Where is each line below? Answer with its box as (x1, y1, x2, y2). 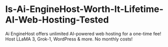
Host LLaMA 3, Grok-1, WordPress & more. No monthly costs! (5, 36, 133, 42)
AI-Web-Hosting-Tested (5, 14, 109, 25)
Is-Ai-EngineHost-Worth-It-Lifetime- (5, 3, 163, 15)
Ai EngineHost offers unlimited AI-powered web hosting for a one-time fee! (5, 30, 161, 36)
